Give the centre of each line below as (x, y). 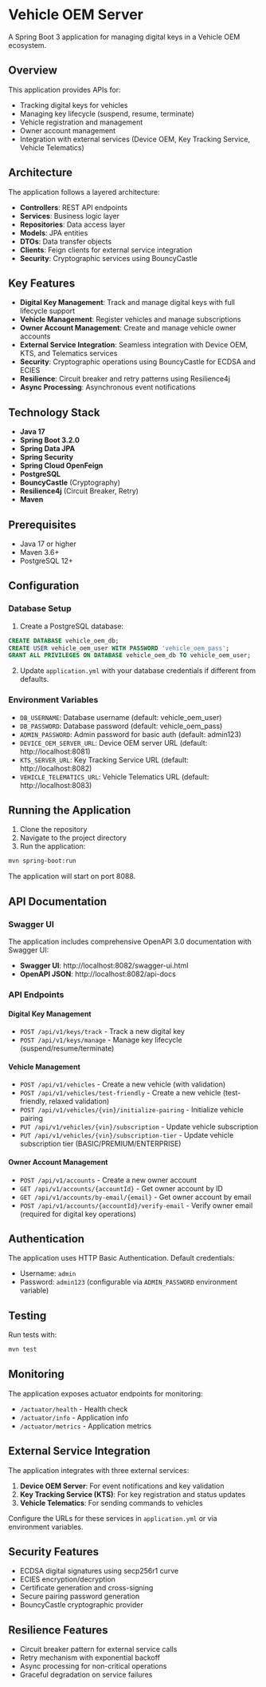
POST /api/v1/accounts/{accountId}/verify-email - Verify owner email (136, 1205)
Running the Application (70, 810)
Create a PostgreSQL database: (72, 626)
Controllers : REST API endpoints (74, 207)
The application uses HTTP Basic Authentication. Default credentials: (121, 1258)
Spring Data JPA (47, 449)
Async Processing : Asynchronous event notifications (108, 387)
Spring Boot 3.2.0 (50, 440)
